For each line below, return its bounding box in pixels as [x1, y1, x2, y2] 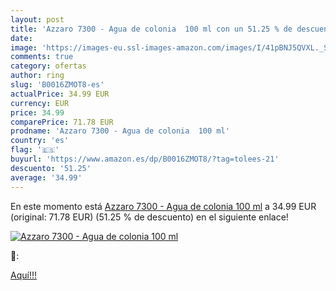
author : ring [10, 71, 65, 81]
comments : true [10, 52, 74, 62]
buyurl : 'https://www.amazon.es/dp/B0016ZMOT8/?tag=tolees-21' [10, 154, 280, 164]
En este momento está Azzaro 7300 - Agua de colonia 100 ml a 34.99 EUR [10, 200, 317, 212]
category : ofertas [10, 61, 87, 71]
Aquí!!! [10, 269, 37, 281]
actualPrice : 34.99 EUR [10, 89, 110, 99]
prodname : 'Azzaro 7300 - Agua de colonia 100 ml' [10, 126, 230, 136]
